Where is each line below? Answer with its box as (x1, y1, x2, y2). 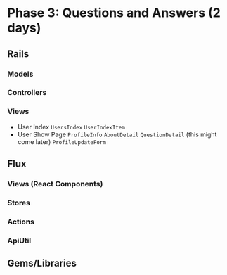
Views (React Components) (7, 179, 103, 189)
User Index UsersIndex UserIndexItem (17, 122, 125, 131)
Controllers (7, 88, 47, 98)
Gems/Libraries (7, 257, 77, 269)
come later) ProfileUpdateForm (17, 137, 107, 146)
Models (7, 69, 34, 79)
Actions (7, 217, 35, 226)
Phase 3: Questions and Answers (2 (7, 5, 221, 21)
